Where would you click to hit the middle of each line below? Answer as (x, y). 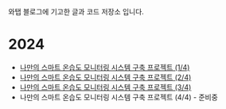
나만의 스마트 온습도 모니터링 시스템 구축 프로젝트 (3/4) (105, 87)
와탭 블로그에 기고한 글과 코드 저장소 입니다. (76, 12)
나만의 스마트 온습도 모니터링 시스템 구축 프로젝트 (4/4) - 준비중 (119, 97)
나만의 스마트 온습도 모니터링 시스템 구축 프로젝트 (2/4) (105, 77)
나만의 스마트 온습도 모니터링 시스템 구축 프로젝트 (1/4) (105, 67)
